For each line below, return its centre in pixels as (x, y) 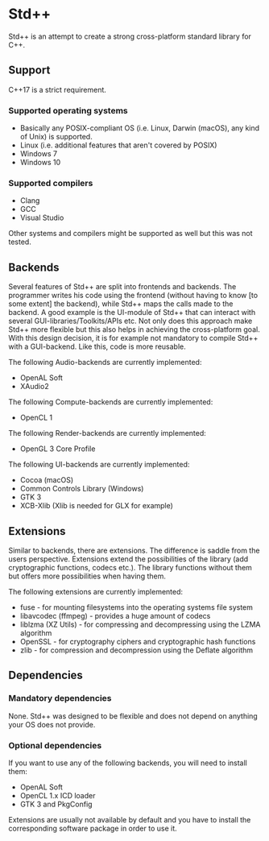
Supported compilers (51, 183)
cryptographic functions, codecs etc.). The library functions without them (130, 567)
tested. (20, 242)
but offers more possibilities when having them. (87, 576)
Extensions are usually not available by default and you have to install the (130, 819)
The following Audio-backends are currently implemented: (105, 362)
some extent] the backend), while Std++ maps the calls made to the (121, 304)
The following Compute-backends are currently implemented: (111, 402)
